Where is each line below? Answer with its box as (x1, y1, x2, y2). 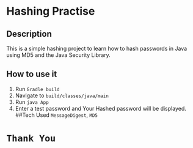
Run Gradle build (15, 85, 60, 92)
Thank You (6, 133, 56, 144)
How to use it (6, 69, 57, 80)
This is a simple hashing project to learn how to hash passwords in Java (6, 45, 188, 52)
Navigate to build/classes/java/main (15, 92, 109, 99)
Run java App (15, 98, 49, 105)
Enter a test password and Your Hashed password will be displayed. (15, 105, 186, 112)
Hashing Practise (6, 4, 95, 18)
